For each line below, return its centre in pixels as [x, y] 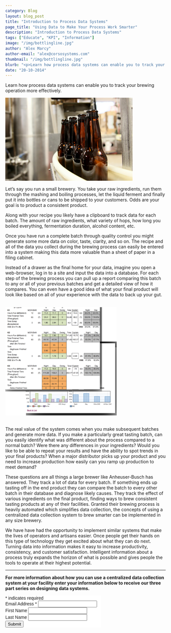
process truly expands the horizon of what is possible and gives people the [84, 557]
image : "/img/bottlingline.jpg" [39, 43]
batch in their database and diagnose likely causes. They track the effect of [84, 493]
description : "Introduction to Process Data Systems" [64, 32]
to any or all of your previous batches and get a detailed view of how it [79, 284]
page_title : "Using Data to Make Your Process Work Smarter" [72, 27]
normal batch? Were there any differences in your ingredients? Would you [82, 445]
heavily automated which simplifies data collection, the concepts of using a [84, 509]
